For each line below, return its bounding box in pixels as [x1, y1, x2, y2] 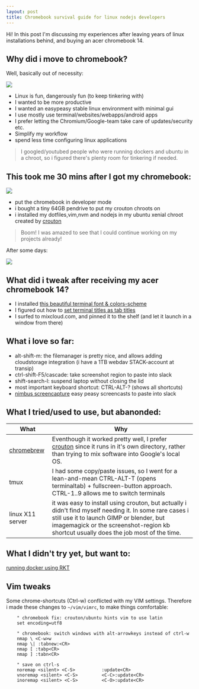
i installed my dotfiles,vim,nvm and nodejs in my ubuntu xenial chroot [14, 211, 184, 219]
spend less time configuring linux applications [14, 137, 127, 144]
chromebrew [9, 446, 44, 454]
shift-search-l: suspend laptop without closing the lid [14, 377, 144, 384]
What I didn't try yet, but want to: [6, 548, 131, 558]
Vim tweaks [6, 581, 52, 592]
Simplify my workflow [14, 130, 68, 137]
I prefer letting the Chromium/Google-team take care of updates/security [14, 118, 193, 125]
